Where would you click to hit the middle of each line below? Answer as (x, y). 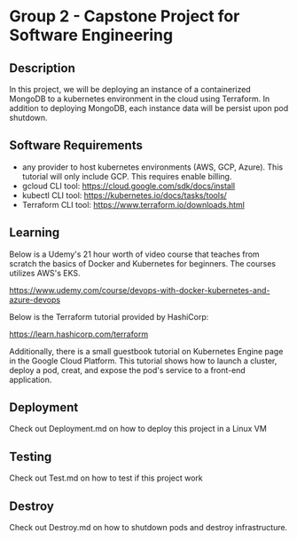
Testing (31, 456)
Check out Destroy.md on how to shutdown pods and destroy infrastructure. (148, 528)
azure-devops (35, 299)
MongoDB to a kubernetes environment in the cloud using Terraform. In (140, 99)
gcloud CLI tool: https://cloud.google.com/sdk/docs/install (129, 186)
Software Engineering (91, 35)
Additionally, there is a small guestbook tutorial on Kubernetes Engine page (146, 351)
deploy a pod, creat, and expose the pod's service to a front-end (127, 370)
